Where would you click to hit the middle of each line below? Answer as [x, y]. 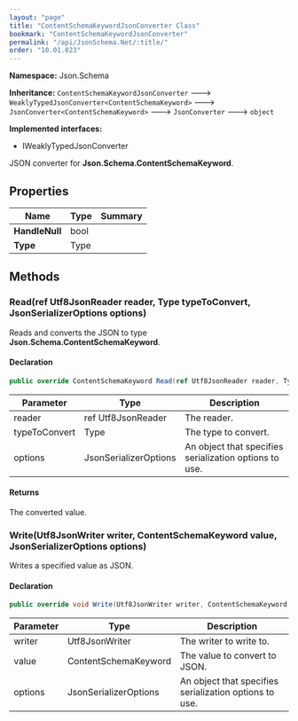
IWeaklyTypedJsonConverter [75, 146]
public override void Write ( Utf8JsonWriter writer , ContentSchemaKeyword [149, 605]
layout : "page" [37, 17]
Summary [122, 216]
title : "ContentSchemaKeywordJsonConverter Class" [105, 26]
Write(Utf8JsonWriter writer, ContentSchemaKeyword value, [143, 535]
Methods [35, 277]
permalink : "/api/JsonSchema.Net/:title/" [89, 42]
